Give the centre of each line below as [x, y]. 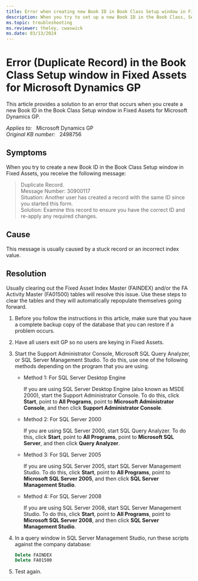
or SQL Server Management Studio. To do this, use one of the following [101, 360]
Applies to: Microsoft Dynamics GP [50, 128]
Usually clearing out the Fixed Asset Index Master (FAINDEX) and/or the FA [97, 288]
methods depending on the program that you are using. [82, 366]
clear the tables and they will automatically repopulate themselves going [94, 300]
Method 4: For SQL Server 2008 [62, 496]
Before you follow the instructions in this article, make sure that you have [103, 318]
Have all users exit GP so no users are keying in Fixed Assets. [89, 342]
